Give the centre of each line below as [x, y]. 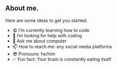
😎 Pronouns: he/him [34, 54]
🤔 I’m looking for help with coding [47, 35]
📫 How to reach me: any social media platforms [62, 46]
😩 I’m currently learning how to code [51, 30]
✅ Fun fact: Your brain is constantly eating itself [62, 59]
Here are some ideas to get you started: [46, 20]
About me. [22, 8]
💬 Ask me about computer [39, 41]
